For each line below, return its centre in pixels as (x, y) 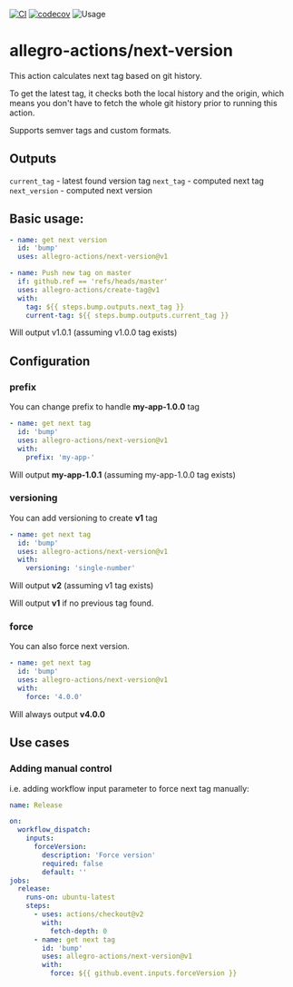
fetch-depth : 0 (78, 931)
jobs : (20, 881)
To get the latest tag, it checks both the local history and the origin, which (147, 93)
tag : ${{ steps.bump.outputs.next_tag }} (105, 307)
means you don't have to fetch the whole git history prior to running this (144, 103)
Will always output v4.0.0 (58, 714)
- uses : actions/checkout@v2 (88, 914)
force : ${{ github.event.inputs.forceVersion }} (143, 973)
